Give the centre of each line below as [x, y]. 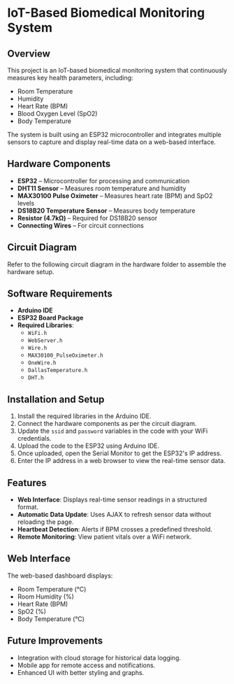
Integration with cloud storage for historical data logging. [99, 657]
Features [27, 483]
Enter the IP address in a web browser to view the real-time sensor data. [121, 461]
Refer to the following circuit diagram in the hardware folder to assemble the [117, 264]
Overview [29, 54]
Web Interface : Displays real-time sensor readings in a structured [112, 500]
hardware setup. [31, 271]
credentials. [34, 439]
